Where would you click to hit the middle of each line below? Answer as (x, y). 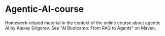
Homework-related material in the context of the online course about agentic (83, 23)
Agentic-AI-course (45, 9)
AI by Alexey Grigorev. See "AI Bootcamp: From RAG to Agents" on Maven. (81, 28)
